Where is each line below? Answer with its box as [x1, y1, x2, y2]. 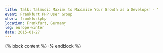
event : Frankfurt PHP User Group [5, 12, 73, 17]
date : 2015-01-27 [5, 30, 40, 35]
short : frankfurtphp [5, 16, 47, 21]
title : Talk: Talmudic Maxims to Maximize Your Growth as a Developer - [5, 7, 155, 12]
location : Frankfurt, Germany [5, 20, 66, 26]
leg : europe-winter [5, 25, 45, 30]
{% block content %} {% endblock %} [5, 43, 81, 49]
